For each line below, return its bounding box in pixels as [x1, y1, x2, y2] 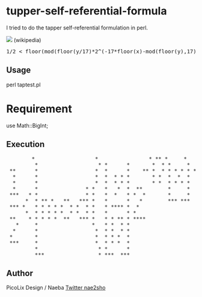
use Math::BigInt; [6, 122, 49, 129]
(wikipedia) [13, 36, 41, 43]
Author [6, 268, 33, 278]
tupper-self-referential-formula [6, 4, 167, 18]
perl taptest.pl [6, 81, 41, 88]
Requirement [6, 102, 72, 115]
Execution [6, 139, 45, 149]
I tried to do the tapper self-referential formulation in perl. [6, 24, 148, 31]
